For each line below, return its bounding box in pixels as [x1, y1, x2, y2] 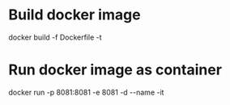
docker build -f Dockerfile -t [8, 32, 103, 42]
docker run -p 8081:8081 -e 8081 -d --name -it [8, 87, 164, 97]
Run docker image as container [8, 61, 223, 79]
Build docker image [8, 6, 141, 24]
